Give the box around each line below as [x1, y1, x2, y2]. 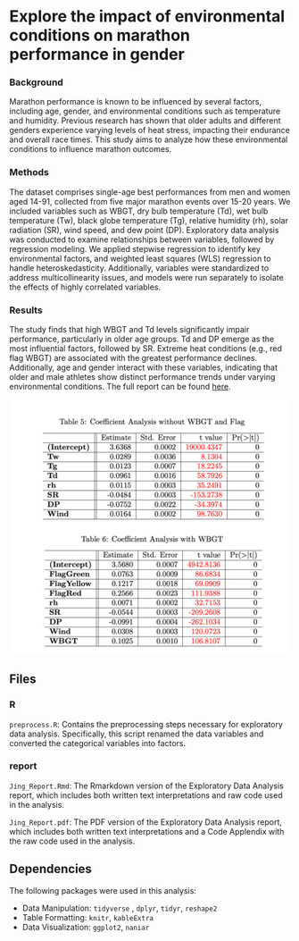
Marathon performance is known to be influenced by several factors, [9, 97, 262, 107]
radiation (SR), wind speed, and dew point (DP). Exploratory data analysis [9, 224, 279, 235]
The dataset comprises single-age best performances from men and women [9, 186, 291, 197]
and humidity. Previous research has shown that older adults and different [9, 115, 281, 126]
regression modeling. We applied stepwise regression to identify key [9, 243, 262, 254]
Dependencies [9, 861, 92, 877]
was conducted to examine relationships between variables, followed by [9, 234, 275, 245]
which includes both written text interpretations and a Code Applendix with [9, 826, 285, 836]
